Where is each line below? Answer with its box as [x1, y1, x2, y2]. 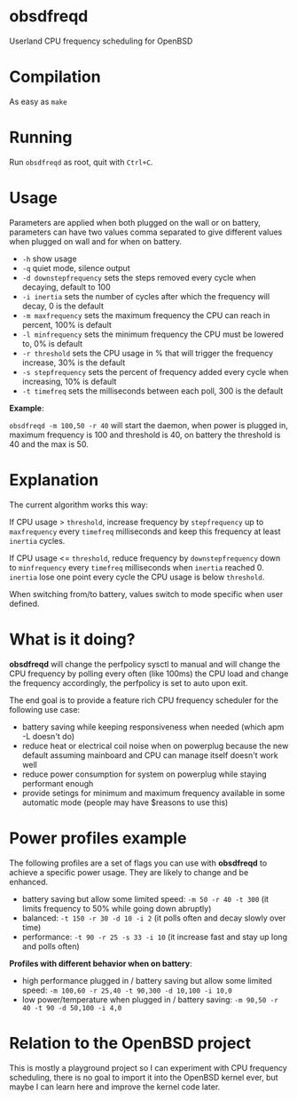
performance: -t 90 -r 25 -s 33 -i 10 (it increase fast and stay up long [21, 931, 288, 942]
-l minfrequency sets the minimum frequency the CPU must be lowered [21, 329, 284, 339]
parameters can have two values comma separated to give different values [9, 227, 283, 237]
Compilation [9, 67, 101, 87]
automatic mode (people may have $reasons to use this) [21, 797, 229, 808]
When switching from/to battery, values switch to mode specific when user [9, 588, 284, 599]
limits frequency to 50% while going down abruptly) [21, 903, 212, 914]
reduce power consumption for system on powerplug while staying [21, 769, 268, 779]
